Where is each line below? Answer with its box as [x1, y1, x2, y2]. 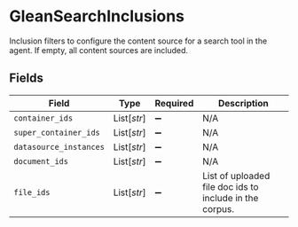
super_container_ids [13, 127, 100, 137]
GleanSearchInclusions [9, 6, 184, 27]
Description [218, 97, 269, 109]
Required [154, 97, 194, 109]
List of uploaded [202, 169, 271, 182]
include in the [202, 192, 259, 204]
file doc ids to [202, 180, 259, 192]
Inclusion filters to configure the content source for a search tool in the [9, 35, 268, 46]
